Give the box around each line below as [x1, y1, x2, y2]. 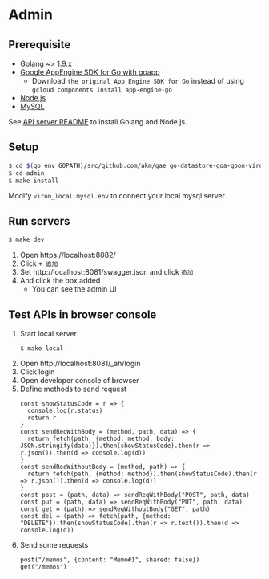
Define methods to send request [19, 384, 126, 393]
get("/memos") [19, 562, 67, 571]
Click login [19, 367, 55, 377]
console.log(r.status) [27, 406, 103, 414]
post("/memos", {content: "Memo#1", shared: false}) [19, 556, 200, 564]
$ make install [8, 177, 59, 185]
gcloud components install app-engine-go [31, 86, 172, 94]
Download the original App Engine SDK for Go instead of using [31, 76, 244, 85]
